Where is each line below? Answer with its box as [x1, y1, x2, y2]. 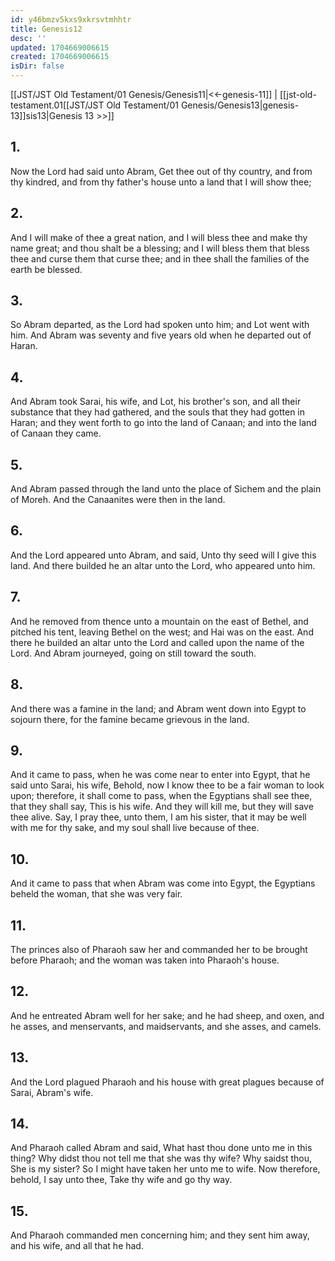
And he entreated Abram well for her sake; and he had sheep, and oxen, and [10, 1009, 325, 1021]
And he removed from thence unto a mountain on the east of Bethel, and [10, 615, 309, 627]
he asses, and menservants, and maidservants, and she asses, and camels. [10, 1020, 322, 1032]
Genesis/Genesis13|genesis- [180, 99, 300, 111]
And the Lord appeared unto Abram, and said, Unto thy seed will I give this [10, 549, 317, 561]
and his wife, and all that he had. [10, 1240, 144, 1252]
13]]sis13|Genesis [10, 110, 83, 121]
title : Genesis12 [10, 24, 83, 34]
